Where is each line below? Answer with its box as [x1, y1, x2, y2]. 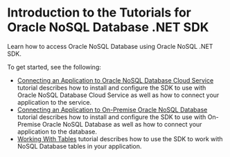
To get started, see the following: [7, 63, 102, 71]
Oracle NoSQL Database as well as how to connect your [42, 120, 202, 128]
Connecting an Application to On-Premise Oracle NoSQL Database [17, 105, 208, 114]
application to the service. [17, 98, 92, 106]
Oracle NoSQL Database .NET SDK [7, 19, 209, 35]
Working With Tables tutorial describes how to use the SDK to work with [17, 134, 223, 143]
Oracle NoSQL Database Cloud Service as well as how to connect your [17, 91, 220, 99]
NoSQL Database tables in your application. [17, 142, 142, 150]
